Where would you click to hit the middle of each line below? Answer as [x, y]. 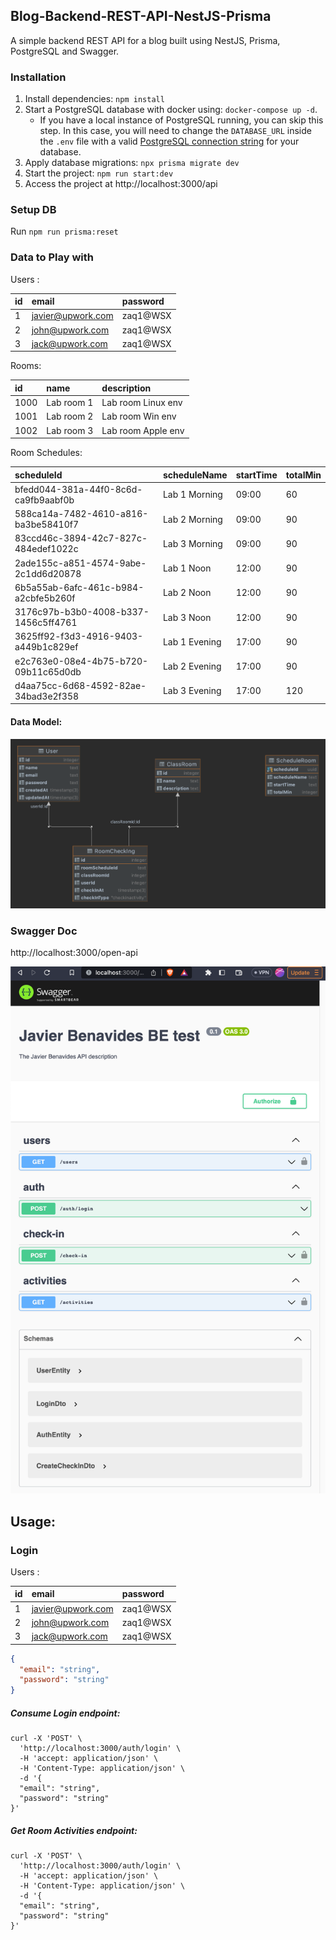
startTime [256, 475]
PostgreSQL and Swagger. [65, 51]
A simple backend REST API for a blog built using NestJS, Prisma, [145, 40]
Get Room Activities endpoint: [74, 1830]
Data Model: [36, 722]
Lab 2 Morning [192, 519]
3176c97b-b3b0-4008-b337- [82, 612]
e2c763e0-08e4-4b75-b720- [81, 661]
